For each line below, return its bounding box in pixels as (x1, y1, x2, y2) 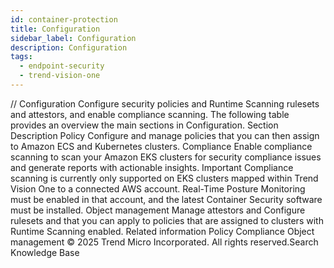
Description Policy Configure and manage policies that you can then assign (10, 129, 320, 141)
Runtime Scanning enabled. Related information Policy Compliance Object (10, 225, 315, 237)
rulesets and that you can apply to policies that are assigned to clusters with (10, 214, 324, 226)
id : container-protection (10, 14, 118, 25)
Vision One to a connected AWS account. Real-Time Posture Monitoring (10, 182, 306, 195)
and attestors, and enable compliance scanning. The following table (10, 108, 290, 120)
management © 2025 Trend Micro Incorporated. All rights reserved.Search (10, 236, 319, 248)
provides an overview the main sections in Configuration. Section (10, 119, 279, 131)
